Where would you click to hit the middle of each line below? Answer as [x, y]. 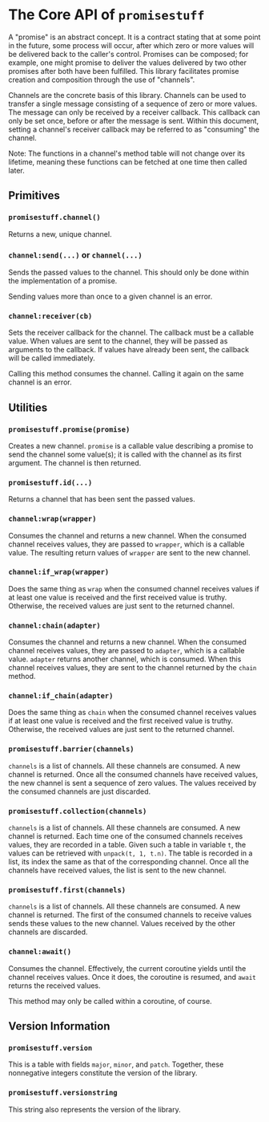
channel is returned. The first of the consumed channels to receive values [130, 915]
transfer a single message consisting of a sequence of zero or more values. [133, 104]
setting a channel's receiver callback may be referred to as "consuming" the [134, 129]
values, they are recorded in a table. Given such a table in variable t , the [127, 844]
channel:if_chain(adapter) [61, 696]
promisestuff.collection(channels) [78, 811]
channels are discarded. [48, 932]
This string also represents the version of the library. [95, 1109]
